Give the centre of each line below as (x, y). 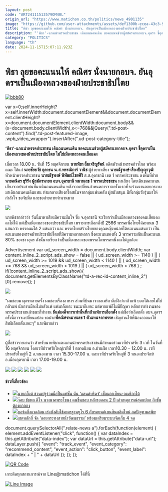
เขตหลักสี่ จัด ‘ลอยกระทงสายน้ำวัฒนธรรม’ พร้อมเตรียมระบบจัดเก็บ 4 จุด (76, 418)
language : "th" (21, 43)
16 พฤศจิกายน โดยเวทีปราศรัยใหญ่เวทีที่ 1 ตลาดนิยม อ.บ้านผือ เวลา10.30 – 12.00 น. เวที (80, 348)
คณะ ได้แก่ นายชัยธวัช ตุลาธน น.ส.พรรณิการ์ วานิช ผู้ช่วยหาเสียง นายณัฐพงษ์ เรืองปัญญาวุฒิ (79, 169)
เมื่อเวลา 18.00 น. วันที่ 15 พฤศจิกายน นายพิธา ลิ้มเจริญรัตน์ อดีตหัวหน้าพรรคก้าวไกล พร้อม (80, 164)
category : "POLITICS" (28, 38)
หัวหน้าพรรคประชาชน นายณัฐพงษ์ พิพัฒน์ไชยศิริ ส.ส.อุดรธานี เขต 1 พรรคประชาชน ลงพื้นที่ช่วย (82, 175)
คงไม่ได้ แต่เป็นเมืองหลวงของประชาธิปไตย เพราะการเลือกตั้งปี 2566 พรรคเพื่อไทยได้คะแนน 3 (82, 223)
